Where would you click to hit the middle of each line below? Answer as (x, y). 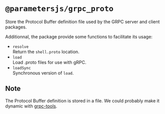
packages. (16, 27)
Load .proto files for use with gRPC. (49, 62)
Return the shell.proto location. (46, 51)
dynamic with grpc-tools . (31, 106)
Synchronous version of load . (43, 73)
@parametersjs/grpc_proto (59, 9)
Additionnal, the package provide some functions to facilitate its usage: (79, 36)
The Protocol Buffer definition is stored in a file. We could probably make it (82, 100)
